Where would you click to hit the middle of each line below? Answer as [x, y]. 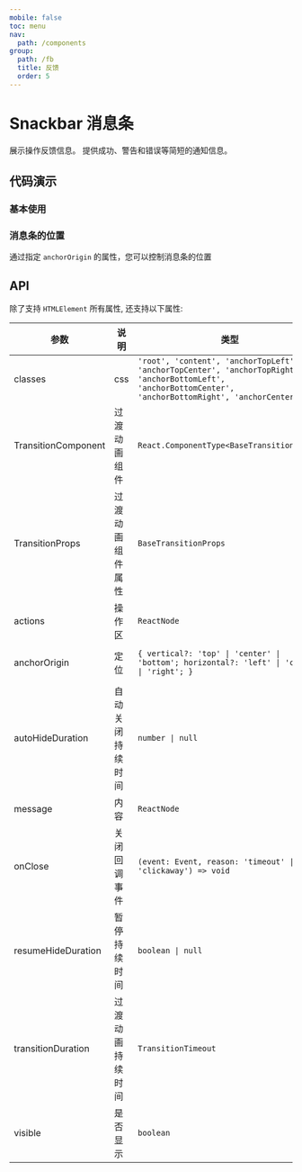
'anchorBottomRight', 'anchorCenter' [218, 397]
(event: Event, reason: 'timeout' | [216, 862]
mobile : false [36, 18]
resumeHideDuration [58, 951]
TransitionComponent [60, 446]
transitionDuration [52, 1049]
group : [22, 51]
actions [29, 621]
